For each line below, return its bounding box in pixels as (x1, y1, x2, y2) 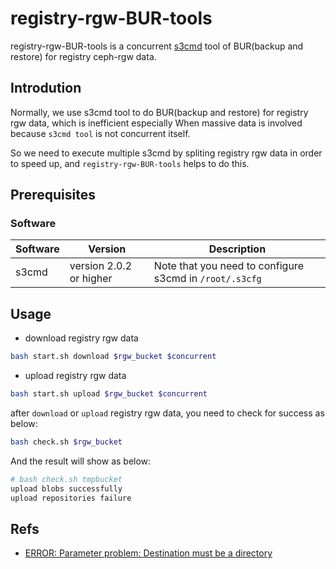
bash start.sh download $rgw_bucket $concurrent (10, 352, 217, 362)
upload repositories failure (10, 493, 132, 503)
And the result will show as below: (10, 455, 152, 467)
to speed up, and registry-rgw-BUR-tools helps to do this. (10, 157, 250, 169)
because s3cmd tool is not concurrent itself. (10, 127, 191, 139)
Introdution (10, 80, 82, 97)
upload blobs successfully (10, 483, 123, 494)
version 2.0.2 (69, 259, 133, 273)
